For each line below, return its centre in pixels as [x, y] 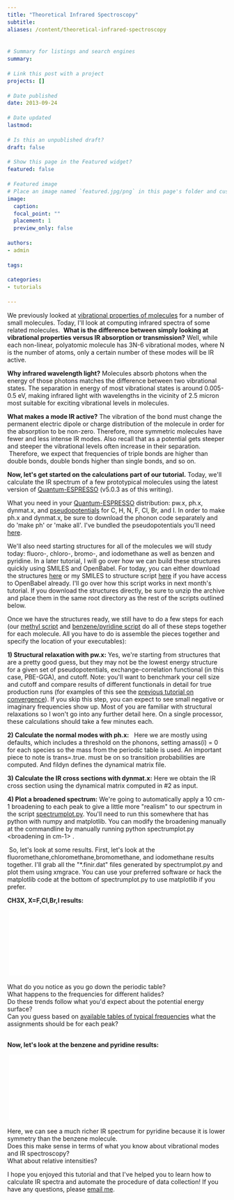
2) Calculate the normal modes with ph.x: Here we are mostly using [107, 735]
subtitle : [22, 22]
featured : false [31, 170]
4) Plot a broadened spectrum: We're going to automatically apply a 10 [110, 799]
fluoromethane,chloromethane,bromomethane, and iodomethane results [111, 857]
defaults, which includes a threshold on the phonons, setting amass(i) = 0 [113, 742]
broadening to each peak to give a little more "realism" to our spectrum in [117, 806]
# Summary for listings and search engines [71, 52]
